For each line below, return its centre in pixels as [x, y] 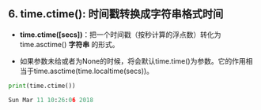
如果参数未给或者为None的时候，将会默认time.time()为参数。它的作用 [133, 60]
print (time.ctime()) [42, 86]
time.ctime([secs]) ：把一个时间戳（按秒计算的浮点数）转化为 [120, 35]
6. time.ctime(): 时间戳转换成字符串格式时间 [116, 14]
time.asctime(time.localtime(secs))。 [94, 71]
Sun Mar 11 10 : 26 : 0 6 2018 [51, 100]
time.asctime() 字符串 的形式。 [69, 44]
